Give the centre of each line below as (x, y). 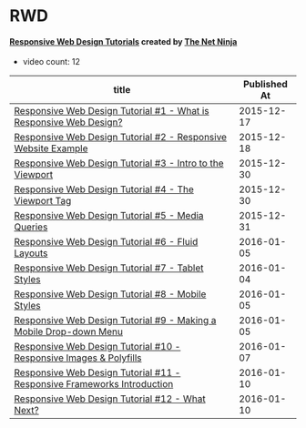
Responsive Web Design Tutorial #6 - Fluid (106, 242)
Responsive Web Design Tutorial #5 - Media (109, 216)
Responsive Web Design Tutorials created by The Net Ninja (123, 41)
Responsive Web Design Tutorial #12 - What (110, 399)
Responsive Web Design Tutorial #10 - (97, 347)
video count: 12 (51, 62)
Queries (31, 227)
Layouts (31, 253)
